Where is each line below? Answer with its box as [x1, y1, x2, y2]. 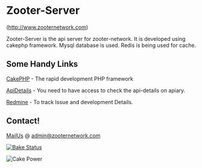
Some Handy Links [6, 59, 78, 69]
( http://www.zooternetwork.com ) [6, 23, 89, 31]
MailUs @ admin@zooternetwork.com [6, 132, 101, 139]
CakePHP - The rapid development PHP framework [6, 75, 134, 82]
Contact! [6, 116, 40, 126]
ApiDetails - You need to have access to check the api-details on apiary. [6, 87, 186, 94]
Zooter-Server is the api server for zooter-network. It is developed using [6, 35, 186, 42]
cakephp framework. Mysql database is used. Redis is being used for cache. [6, 42, 197, 49]
